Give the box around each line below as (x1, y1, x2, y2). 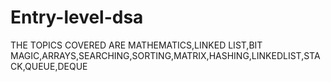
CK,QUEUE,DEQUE (10, 60, 88, 72)
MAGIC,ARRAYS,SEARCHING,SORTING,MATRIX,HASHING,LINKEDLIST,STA (10, 49, 321, 61)
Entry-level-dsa (10, 6, 144, 29)
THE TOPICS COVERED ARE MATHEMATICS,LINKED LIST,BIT (10, 39, 263, 51)
